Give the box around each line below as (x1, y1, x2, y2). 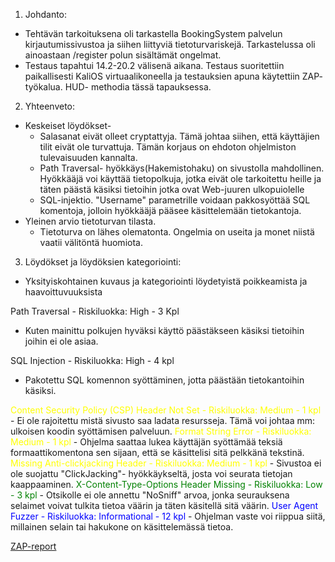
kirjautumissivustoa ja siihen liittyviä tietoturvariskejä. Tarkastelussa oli (24, 39, 316, 50)
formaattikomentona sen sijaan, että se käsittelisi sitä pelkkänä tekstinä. (10, 447, 305, 458)
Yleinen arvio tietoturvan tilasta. (24, 215, 157, 227)
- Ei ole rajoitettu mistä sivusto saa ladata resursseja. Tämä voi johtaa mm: (10, 415, 316, 426)
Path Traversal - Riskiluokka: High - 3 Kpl (10, 305, 180, 317)
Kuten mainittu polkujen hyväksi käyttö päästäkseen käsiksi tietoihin (24, 325, 305, 336)
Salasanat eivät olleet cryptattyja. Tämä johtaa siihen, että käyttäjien (39, 130, 320, 142)
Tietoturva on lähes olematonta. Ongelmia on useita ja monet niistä (39, 226, 315, 238)
